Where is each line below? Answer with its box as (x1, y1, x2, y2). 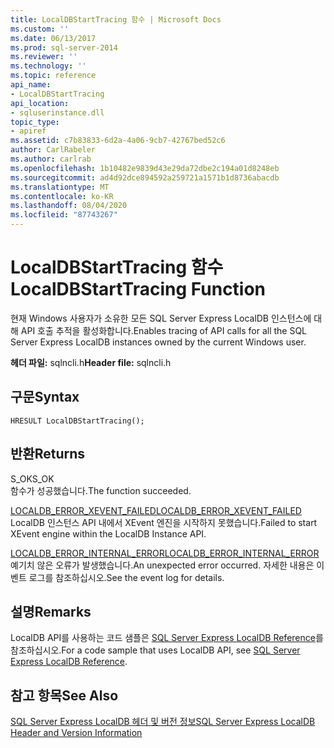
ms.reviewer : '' (10, 52, 78, 62)
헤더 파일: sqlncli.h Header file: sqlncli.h (10, 356, 172, 368)
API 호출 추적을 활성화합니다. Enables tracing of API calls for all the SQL (20, 324, 308, 336)
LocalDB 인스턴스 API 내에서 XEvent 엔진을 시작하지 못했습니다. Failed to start (10, 516, 318, 528)
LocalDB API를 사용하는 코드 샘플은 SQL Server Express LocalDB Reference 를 (10, 632, 324, 644)
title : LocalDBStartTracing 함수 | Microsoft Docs (10, 14, 222, 25)
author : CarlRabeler (10, 145, 97, 155)
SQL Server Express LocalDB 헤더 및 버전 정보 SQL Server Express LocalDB (10, 716, 316, 728)
